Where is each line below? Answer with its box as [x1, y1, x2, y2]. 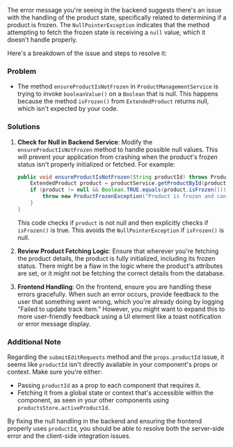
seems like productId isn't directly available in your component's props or [7, 361, 218, 369]
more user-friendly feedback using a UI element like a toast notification [17, 312, 222, 320]
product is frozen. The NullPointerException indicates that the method [7, 21, 210, 29]
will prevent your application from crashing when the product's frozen [17, 153, 218, 161]
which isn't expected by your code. [17, 105, 118, 113]
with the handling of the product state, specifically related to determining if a [7, 13, 227, 22]
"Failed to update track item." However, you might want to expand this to [17, 305, 225, 313]
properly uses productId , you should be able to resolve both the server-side [7, 425, 225, 433]
